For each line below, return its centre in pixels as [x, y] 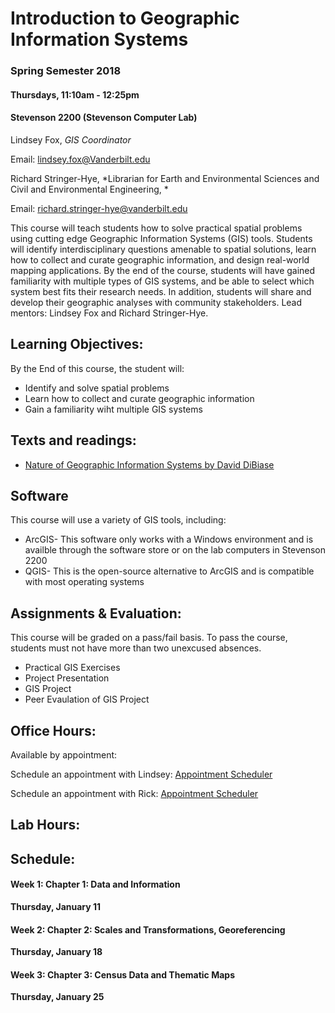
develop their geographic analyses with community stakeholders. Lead [156, 302]
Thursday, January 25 [57, 997]
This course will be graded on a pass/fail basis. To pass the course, [149, 638]
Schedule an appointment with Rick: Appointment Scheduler [134, 793]
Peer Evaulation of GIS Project [87, 699]
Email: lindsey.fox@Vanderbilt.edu [80, 159]
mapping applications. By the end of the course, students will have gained [163, 270]
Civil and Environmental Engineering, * [89, 189]
